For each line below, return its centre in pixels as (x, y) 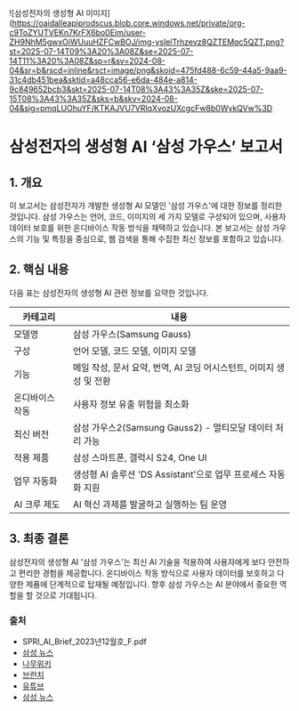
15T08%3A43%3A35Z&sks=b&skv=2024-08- (93, 99)
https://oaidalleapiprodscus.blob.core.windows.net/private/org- (129, 23)
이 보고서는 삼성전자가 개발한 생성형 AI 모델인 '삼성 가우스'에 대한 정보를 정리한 (146, 206)
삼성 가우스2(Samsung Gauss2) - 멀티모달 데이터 (173, 427)
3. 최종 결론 (39, 539)
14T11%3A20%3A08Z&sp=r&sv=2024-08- (88, 61)
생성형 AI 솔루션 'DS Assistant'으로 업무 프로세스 (170, 474)
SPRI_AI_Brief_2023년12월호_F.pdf (84, 641)
